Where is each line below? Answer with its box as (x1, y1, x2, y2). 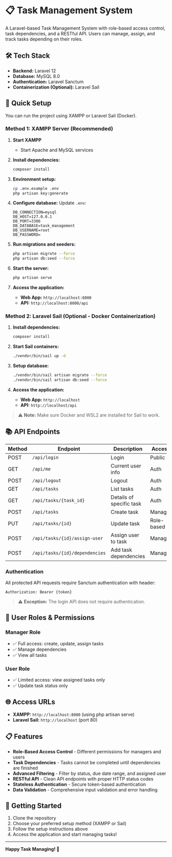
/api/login (32, 454, 59, 460)
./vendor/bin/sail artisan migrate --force (12, 373, 107, 378)
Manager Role (5, 629, 41, 636)
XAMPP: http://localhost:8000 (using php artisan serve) (12, 711, 135, 718)
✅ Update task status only (12, 683, 68, 688)
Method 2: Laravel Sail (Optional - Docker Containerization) (5, 313, 156, 320)
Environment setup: (12, 176, 56, 182)
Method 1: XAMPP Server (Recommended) (5, 125, 114, 132)
